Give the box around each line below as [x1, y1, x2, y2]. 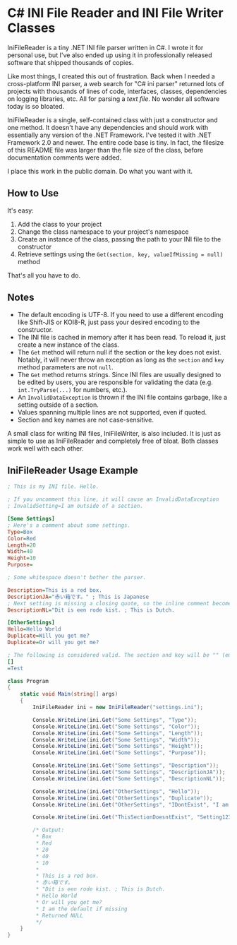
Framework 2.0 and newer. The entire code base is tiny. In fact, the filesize [7, 138, 224, 146]
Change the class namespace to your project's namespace [17, 227, 189, 236]
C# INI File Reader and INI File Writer [7, 5, 224, 21]
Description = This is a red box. [7, 586, 102, 594]
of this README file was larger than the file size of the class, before [7, 145, 204, 154]
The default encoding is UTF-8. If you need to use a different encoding [17, 310, 224, 319]
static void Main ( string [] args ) [20, 691, 119, 698]
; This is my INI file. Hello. [7, 483, 99, 490]
